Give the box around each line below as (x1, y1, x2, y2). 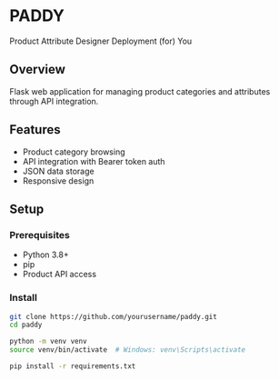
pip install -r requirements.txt (9, 362, 136, 371)
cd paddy (9, 320, 43, 330)
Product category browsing (22, 146, 125, 157)
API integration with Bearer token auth (22, 155, 165, 166)
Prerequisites (9, 228, 70, 241)
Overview (9, 62, 66, 77)
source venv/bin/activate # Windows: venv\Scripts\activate (9, 345, 246, 355)
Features (9, 122, 61, 137)
